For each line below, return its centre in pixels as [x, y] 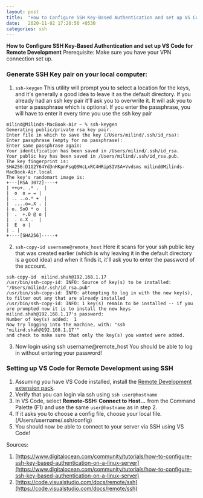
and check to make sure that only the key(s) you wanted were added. [96, 335]
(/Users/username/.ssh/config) [53, 420]
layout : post [23, 12]
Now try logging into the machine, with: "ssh [66, 325]
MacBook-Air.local [29, 172]
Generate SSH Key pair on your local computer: [77, 74]
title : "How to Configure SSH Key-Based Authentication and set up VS [98, 18]
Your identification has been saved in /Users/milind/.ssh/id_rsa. [93, 151]
